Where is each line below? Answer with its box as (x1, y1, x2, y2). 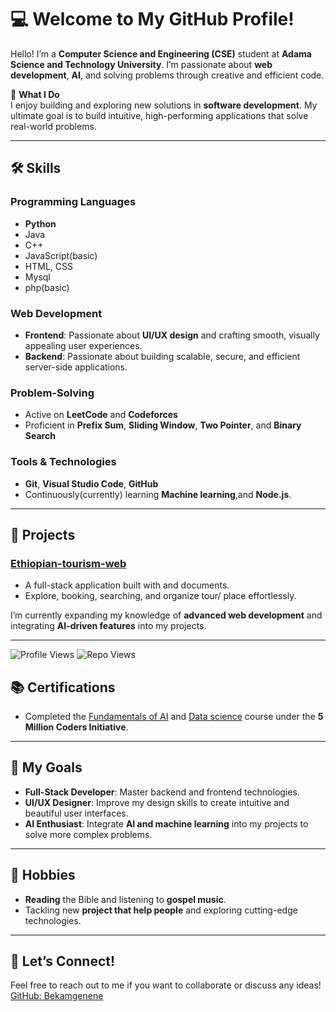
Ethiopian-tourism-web (10, 556, 127, 570)
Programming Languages (10, 195, 137, 209)
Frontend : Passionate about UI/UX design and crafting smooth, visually (24, 329, 320, 341)
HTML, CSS (24, 260, 73, 272)
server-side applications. (24, 361, 128, 373)
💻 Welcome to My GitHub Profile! (10, 8, 295, 31)
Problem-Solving (10, 386, 95, 400)
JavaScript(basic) (24, 249, 98, 261)
